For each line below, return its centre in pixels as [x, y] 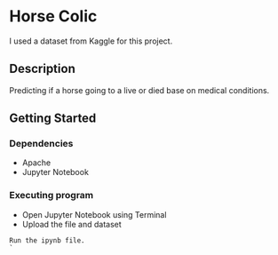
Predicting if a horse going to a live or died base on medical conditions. [139, 90]
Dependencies [41, 144]
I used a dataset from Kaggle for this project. [91, 41]
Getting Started [53, 119]
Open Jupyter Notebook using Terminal [94, 214]
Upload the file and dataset [71, 224]
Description [42, 69]
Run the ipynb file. [48, 240]
